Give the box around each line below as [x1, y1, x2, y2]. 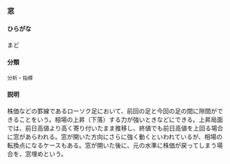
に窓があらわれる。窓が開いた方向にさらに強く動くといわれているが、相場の [7, 132, 223, 141]
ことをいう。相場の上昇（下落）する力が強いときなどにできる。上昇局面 [19, 115, 223, 124]
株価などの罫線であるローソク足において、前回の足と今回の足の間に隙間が [7, 106, 218, 115]
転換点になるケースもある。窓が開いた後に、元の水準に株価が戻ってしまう [7, 141, 218, 149]
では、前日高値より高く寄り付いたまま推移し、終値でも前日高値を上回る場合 [7, 124, 224, 132]
